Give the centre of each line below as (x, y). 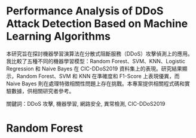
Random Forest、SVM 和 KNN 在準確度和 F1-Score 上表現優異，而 (98, 76)
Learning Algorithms (58, 36)
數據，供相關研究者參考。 (43, 91)
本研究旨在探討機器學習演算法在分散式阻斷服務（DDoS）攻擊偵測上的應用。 (99, 53)
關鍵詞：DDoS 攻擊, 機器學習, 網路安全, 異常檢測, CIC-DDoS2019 (86, 103)
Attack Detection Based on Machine (97, 24)
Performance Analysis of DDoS (85, 11)
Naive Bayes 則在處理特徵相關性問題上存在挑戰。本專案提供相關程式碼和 (96, 83)
